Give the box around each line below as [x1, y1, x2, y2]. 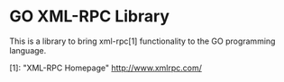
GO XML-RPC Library [9, 6, 169, 27]
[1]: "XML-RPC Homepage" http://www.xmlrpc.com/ [9, 62, 203, 73]
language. [9, 45, 47, 55]
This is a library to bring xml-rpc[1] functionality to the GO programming [9, 36, 276, 46]
